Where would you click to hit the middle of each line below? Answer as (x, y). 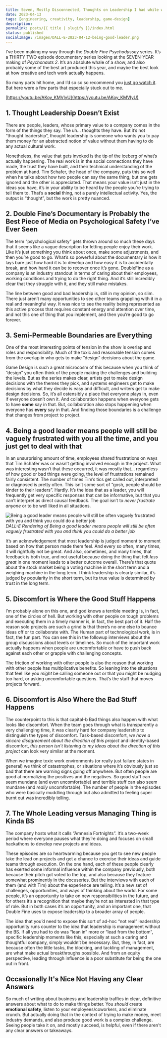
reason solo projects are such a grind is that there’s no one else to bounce (81, 626)
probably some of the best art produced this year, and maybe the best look (82, 67)
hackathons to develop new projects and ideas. (54, 843)
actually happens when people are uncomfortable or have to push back (79, 648)
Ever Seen (22, 229)
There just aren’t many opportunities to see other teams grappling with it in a (84, 299)
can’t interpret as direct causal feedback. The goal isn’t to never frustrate (80, 501)
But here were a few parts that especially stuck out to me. (64, 88)
